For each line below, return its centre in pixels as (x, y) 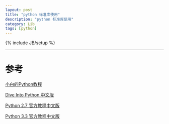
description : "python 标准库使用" (39, 19)
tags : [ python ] (21, 29)
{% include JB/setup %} (30, 43)
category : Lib (20, 24)
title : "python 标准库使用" (33, 15)
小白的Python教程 (24, 84)
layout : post (19, 10)
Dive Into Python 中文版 (30, 95)
